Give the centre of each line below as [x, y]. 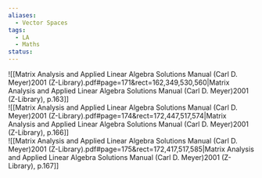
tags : [17, 30]
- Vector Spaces [41, 23]
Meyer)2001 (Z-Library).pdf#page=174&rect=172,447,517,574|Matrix [117, 116]
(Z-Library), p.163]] [38, 99]
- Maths [28, 45]
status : [21, 52]
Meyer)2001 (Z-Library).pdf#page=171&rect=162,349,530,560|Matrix [119, 82]
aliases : [22, 15]
